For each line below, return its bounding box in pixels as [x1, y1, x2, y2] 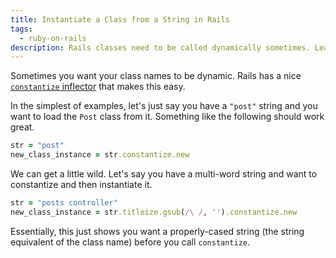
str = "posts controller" [10, 198, 118, 208]
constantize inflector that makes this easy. [10, 81, 186, 93]
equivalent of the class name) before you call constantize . [10, 236, 251, 248]
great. [10, 121, 35, 133]
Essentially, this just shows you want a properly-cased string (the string [10, 225, 305, 237]
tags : [10, 24, 33, 34]
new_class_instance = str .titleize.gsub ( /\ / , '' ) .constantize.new [10, 207, 298, 217]
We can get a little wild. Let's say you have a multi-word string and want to [10, 168, 318, 180]
